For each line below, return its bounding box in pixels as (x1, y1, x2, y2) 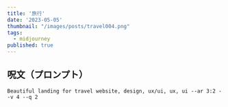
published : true (7, 42, 53, 49)
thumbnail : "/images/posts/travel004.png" (7, 23, 130, 29)
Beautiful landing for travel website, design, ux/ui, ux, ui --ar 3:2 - (7, 87, 223, 95)
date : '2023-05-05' (7, 16, 63, 23)
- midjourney (13, 36, 51, 43)
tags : (7, 29, 23, 36)
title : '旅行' (7, 10, 46, 17)
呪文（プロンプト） (7, 69, 88, 81)
